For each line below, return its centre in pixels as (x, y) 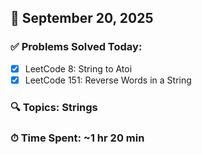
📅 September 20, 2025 (82, 18)
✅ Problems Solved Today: (76, 47)
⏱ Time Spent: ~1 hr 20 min (77, 138)
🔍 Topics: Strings (54, 107)
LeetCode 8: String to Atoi (78, 68)
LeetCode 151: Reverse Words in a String (108, 80)
